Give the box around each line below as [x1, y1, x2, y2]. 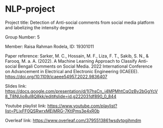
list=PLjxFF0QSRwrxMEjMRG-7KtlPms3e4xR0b [5, 108, 100, 114]
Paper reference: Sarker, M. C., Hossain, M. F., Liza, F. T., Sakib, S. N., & [5, 53, 149, 59]
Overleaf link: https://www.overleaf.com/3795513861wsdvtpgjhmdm [5, 117, 142, 123]
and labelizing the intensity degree [5, 24, 74, 30]
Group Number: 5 [5, 34, 40, 40]
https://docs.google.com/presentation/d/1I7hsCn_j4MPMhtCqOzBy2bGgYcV [5, 88, 158, 94]
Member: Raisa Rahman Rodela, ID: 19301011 [5, 43, 94, 49]
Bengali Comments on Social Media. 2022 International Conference [17, 63, 153, 69]
